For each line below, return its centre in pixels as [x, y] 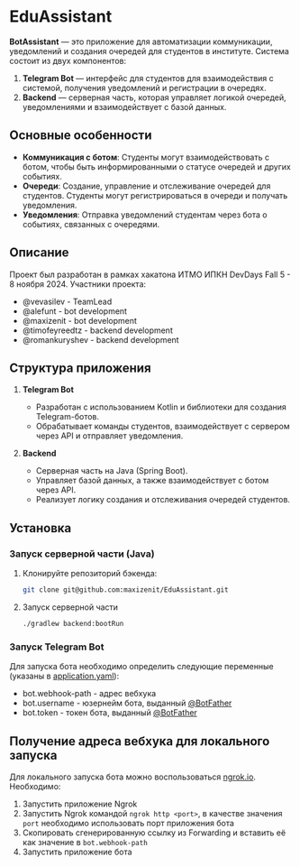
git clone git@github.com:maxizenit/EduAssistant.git [125, 590]
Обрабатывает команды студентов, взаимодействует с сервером [163, 427]
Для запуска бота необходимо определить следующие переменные [141, 667]
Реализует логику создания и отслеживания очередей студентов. [163, 500]
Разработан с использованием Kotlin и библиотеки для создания [161, 407]
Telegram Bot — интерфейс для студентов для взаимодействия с [148, 78]
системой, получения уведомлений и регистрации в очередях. [145, 88]
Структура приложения [80, 368]
